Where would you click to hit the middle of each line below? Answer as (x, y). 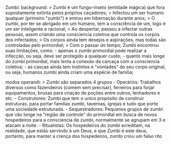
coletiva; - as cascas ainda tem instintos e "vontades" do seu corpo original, (86, 67)
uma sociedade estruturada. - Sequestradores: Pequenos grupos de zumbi (84, 109)
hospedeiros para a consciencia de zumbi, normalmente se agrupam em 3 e (86, 120)
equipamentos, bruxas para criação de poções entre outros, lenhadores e (83, 93)
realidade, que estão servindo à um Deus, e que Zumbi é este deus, (77, 131)
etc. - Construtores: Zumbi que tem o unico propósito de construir (75, 98)
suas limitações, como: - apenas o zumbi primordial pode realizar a (76, 51)
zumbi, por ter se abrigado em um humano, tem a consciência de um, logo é (86, 23)
